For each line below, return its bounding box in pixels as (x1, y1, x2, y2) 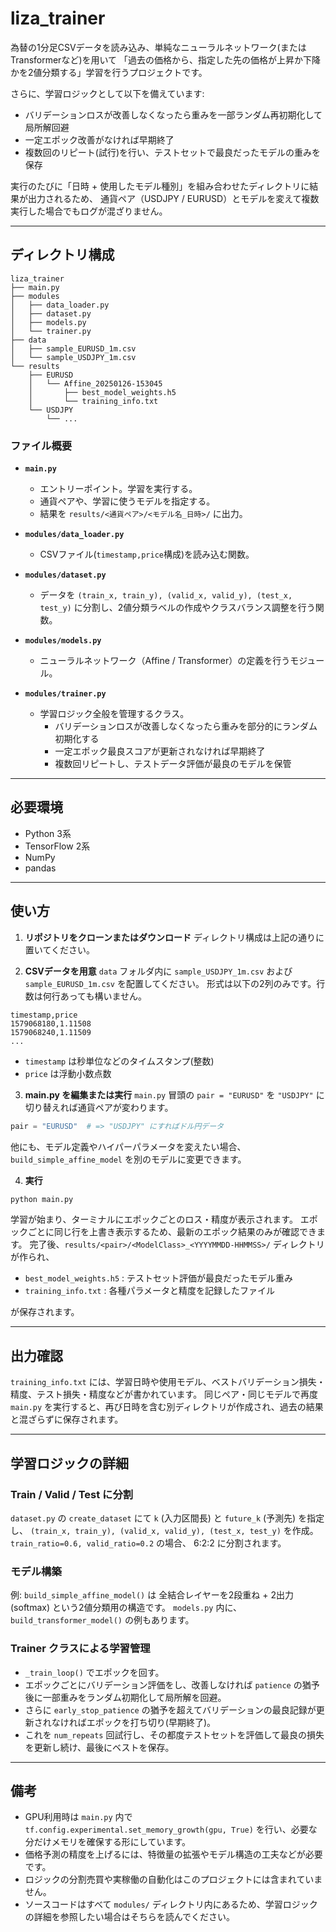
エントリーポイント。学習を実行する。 (39, 483, 198, 495)
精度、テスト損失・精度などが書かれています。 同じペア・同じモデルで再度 (10, 1388, 319, 1401)
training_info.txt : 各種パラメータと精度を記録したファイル (24, 1285, 275, 1297)
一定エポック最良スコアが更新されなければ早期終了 (54, 745, 266, 757)
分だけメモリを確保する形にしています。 (24, 1836, 191, 1848)
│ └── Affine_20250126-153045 (28, 378, 163, 389)
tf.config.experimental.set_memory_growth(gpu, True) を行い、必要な (24, 1823, 318, 1836)
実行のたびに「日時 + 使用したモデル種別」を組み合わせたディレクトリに (10, 180, 310, 192)
